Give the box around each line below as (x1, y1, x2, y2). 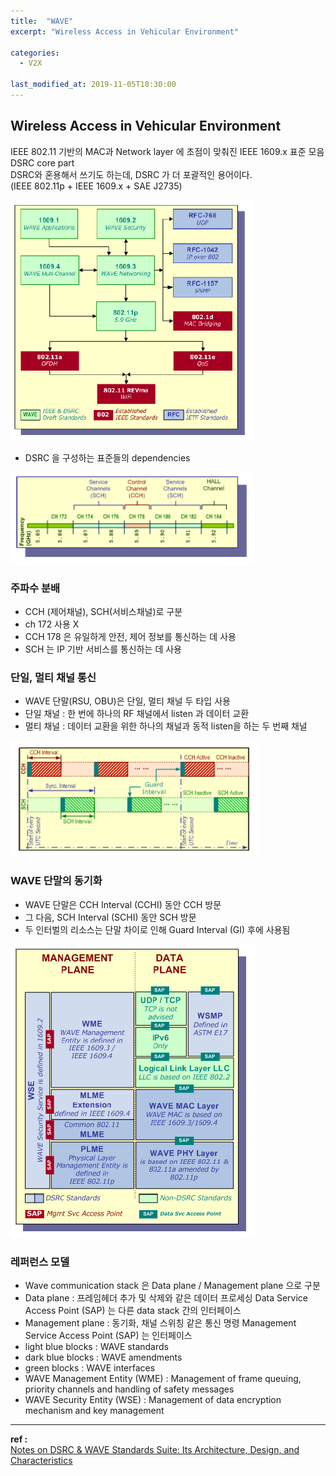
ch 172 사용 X (24, 618, 80, 630)
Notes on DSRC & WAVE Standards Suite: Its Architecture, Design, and (10, 1443, 300, 1455)
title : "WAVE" (10, 16, 74, 26)
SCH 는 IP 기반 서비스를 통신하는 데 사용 (24, 643, 182, 655)
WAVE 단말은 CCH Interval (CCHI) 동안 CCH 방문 (24, 898, 222, 910)
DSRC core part (10, 156, 75, 169)
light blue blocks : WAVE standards (24, 1340, 169, 1352)
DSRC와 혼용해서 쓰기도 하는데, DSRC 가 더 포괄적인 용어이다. (10, 168, 253, 180)
